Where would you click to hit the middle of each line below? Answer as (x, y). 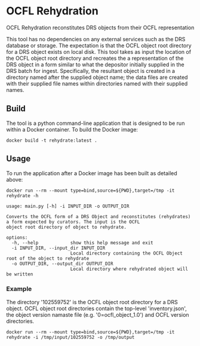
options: (17, 237)
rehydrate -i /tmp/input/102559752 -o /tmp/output (70, 337)
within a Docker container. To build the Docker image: (72, 129)
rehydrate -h (22, 195)
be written (20, 274)
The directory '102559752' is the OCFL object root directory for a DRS (92, 302)
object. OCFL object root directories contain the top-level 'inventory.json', (96, 308)
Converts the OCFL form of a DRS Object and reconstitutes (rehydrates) (99, 216)
